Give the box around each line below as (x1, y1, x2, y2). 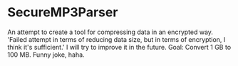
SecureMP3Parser (7, 4, 118, 21)
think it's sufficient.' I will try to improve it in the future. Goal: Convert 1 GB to (7, 43, 232, 51)
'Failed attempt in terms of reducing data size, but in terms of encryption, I (7, 35, 226, 43)
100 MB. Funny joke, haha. (7, 50, 85, 59)
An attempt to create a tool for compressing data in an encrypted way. (7, 28, 214, 36)
